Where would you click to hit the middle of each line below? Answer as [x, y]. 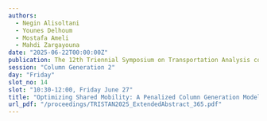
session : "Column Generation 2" [62, 68]
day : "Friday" [32, 75]
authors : [23, 16]
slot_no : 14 [28, 82]
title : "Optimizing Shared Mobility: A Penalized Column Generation [124, 97]
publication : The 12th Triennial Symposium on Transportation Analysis [129, 60]
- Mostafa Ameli [42, 38]
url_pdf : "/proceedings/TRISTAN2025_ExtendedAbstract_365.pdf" [115, 104]
